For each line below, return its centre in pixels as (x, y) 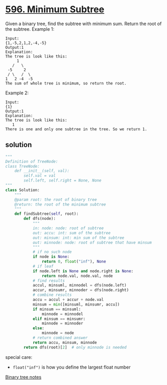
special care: (19, 357)
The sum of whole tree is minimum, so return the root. (66, 83)
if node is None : (51, 257)
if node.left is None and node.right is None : (83, 271)
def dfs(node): (40, 219)
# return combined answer (60, 338)
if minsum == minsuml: (57, 309)
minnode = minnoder (62, 323)
